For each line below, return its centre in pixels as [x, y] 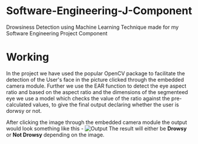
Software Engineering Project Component [57, 33]
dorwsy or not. [24, 110]
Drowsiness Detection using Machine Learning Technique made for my [92, 27]
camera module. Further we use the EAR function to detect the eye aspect [96, 86]
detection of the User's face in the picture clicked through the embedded [95, 79]
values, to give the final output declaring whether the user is [106, 105]
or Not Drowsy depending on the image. [55, 135]
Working [27, 57]
